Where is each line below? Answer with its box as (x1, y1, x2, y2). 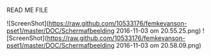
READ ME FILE (6, 6, 48, 14)
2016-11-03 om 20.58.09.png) (115, 41, 202, 49)
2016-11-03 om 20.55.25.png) (115, 27, 201, 35)
